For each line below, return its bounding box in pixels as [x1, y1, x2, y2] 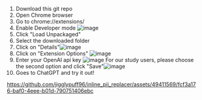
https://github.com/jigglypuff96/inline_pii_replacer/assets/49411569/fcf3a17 [7, 81, 197, 88]
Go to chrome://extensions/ [15, 18, 85, 25]
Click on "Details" [15, 43, 60, 51]
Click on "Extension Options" [15, 50, 89, 57]
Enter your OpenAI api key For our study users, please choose [15, 57, 194, 63]
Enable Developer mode [15, 24, 76, 31]
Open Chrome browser [15, 11, 73, 19]
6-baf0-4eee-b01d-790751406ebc [7, 87, 94, 94]
